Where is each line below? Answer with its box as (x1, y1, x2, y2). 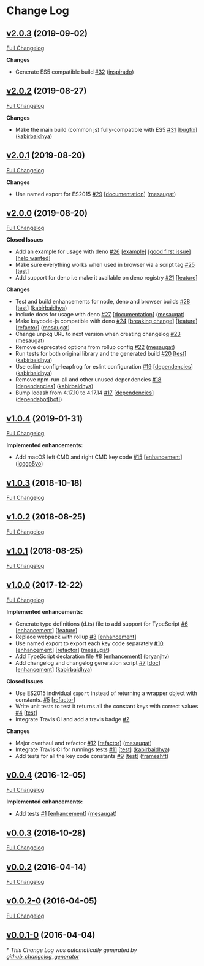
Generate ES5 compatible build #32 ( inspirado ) (15, 68, 134, 75)
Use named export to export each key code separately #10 (15, 639, 164, 647)
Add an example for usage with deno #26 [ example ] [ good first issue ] (15, 248, 191, 255)
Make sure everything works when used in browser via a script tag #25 (15, 261, 195, 269)
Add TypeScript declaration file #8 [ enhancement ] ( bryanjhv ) (15, 653, 170, 660)
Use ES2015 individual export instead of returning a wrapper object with (15, 689, 197, 697)
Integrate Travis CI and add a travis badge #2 (15, 715, 130, 723)
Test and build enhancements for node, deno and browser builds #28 (15, 298, 191, 305)
